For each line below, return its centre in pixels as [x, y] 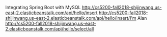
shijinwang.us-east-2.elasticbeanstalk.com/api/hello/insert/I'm [71, 18]
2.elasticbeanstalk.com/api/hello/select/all [50, 29]
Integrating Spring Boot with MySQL [43, 7]
